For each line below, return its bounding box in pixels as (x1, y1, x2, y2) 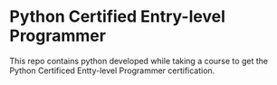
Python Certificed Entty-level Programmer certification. (9, 65, 215, 76)
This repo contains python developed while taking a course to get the (9, 55, 269, 66)
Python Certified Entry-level (9, 6, 226, 27)
